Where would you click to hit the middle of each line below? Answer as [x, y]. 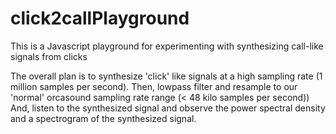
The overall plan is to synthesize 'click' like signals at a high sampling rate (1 [166, 76]
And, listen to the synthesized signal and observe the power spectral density [168, 108]
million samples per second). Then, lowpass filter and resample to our [154, 86]
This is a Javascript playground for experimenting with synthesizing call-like [167, 46]
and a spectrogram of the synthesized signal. [103, 118]
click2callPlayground [100, 18]
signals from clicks [49, 56]
